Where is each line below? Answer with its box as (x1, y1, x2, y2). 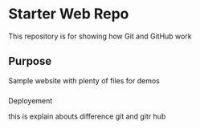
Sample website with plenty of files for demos (8, 75, 161, 85)
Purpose (8, 54, 52, 68)
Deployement (8, 95, 53, 105)
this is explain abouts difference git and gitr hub (8, 111, 166, 121)
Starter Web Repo (8, 5, 129, 23)
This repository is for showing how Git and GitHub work (8, 31, 192, 41)
